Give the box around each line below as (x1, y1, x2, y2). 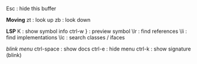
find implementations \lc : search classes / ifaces (6, 34, 125, 41)
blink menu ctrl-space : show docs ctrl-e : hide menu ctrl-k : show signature (6, 45, 192, 52)
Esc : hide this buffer (6, 5, 57, 12)
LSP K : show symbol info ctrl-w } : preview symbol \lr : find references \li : (6, 28, 188, 35)
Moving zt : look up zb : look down (6, 16, 91, 23)
